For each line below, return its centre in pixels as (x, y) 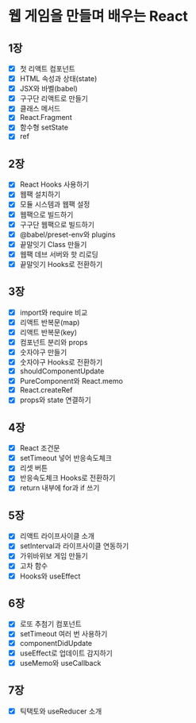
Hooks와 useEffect (50, 576)
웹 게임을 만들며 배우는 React (98, 16)
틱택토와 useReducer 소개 (61, 711)
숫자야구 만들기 (43, 352)
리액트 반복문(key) (48, 332)
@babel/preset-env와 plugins (67, 234)
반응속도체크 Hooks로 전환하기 (67, 478)
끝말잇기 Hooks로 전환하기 (61, 264)
